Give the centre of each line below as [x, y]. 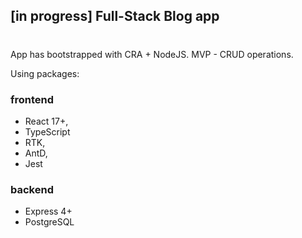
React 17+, [46, 121]
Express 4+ [48, 211]
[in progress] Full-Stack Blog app [115, 16]
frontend [32, 99]
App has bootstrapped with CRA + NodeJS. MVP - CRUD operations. [152, 54]
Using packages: [45, 73]
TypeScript [47, 131]
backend [32, 189]
